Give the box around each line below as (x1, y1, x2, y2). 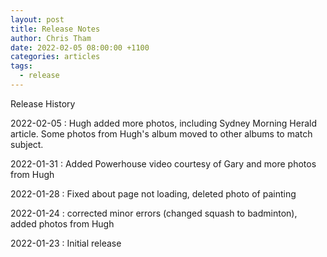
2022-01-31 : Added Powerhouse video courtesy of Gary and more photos (10, 157, 317, 170)
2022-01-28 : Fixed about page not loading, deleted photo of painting (10, 187, 297, 200)
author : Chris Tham (10, 33, 92, 43)
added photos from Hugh (10, 217, 115, 230)
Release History (10, 97, 76, 110)
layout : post (10, 14, 65, 25)
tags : (10, 61, 33, 71)
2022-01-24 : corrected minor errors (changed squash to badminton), (10, 207, 298, 219)
